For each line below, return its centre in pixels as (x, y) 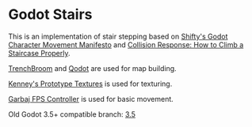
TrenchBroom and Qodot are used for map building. (92, 68)
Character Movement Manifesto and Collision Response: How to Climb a (126, 44)
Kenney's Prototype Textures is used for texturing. (90, 84)
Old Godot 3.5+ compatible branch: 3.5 (72, 114)
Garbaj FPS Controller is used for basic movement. (91, 99)
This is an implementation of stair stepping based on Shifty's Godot (118, 36)
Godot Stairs (50, 15)
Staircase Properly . (39, 53)
